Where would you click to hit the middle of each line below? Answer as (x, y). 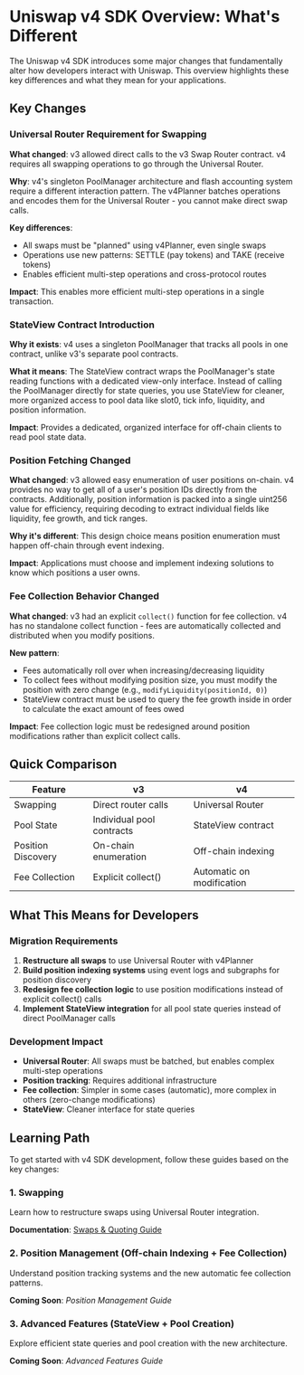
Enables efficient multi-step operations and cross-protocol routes (144, 274)
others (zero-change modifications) (89, 1100)
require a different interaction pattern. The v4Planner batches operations (145, 191)
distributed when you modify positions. (82, 635)
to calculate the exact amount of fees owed (103, 708)
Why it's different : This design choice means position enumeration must (145, 536)
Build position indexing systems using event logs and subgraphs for (151, 971)
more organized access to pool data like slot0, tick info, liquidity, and (137, 400)
